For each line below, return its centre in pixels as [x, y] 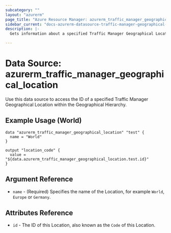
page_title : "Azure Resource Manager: [46, 19]
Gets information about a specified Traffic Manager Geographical [82, 34]
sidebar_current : [24, 24]
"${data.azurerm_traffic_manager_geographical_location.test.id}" [77, 159]
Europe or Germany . [32, 197]
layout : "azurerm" [25, 15]
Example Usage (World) [44, 121]
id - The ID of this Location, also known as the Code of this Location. [84, 225]
